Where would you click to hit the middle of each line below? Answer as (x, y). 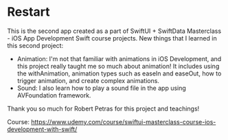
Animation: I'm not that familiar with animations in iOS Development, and (119, 58)
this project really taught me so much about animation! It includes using (118, 66)
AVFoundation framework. (54, 95)
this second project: (35, 45)
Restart (28, 12)
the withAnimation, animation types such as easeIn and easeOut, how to (119, 73)
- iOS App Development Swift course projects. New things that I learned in (112, 38)
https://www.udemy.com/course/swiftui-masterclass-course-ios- (123, 121)
